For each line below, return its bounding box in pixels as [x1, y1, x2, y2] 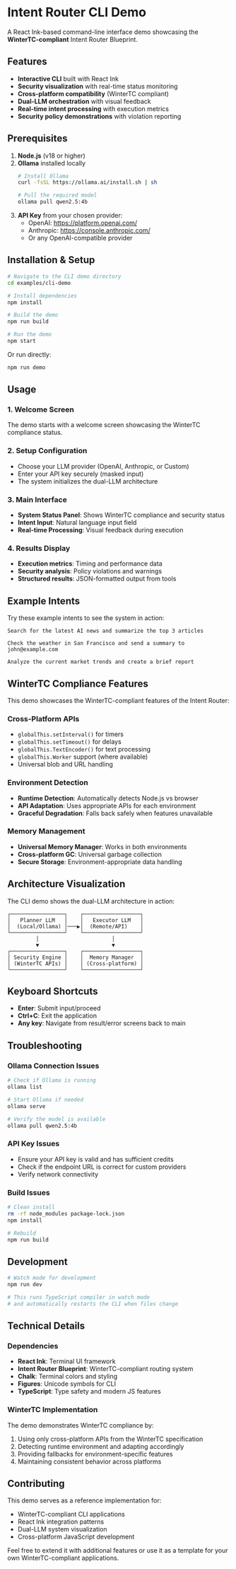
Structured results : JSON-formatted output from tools [17, 574, 177, 583]
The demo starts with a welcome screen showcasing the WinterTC [7, 421, 201, 429]
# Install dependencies [7, 292, 78, 299]
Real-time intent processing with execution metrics [17, 104, 170, 113]
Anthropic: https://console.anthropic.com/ [28, 226, 151, 235]
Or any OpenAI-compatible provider [28, 234, 133, 243]
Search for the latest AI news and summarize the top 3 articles [7, 627, 203, 635]
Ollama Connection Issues [7, 1061, 100, 1071]
